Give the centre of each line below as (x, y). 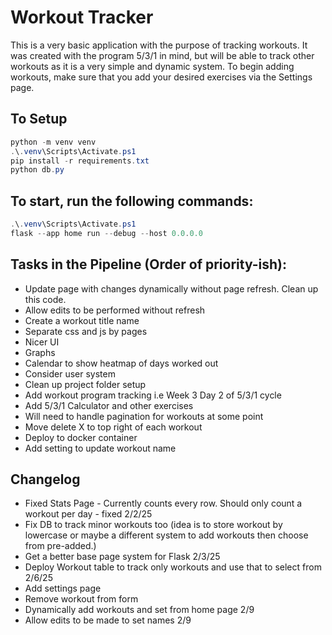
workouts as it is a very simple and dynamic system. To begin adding (152, 66)
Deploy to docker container (81, 437)
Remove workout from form (81, 599)
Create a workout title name (82, 320)
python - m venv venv (53, 142)
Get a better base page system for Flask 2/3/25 (122, 557)
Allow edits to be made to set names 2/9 (108, 620)
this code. (45, 299)
